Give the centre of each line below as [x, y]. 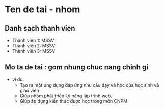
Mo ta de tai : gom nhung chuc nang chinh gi [77, 67]
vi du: [18, 79]
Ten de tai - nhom [43, 9]
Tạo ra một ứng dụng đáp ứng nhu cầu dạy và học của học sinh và [89, 85]
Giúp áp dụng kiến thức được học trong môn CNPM [74, 101]
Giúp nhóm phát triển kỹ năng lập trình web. [66, 96]
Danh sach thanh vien [40, 28]
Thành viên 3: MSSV [34, 51]
